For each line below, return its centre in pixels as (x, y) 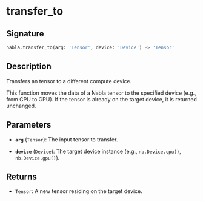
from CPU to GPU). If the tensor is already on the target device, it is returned (101, 99)
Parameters (29, 125)
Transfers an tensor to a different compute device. (69, 81)
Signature (25, 34)
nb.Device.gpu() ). (37, 158)
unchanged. (21, 106)
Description (29, 66)
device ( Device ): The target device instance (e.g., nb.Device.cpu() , (98, 151)
